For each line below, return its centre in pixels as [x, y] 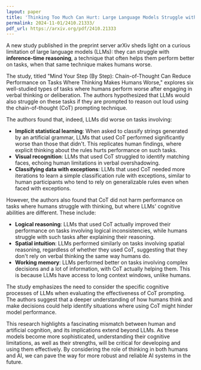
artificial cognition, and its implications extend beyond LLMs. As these [92, 330]
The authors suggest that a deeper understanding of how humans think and [100, 299]
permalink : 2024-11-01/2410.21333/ [51, 23]
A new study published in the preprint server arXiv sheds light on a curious [98, 46]
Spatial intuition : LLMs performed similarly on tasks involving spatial [100, 244]
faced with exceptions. [43, 189]
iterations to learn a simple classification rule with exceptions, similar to [103, 176]
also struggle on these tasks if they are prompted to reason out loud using [97, 102]
